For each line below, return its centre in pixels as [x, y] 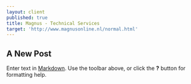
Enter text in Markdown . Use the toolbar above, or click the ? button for [96, 68]
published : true [27, 18]
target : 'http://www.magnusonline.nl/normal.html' [72, 29]
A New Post [29, 53]
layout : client [26, 12]
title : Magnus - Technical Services [53, 23]
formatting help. [27, 75]
